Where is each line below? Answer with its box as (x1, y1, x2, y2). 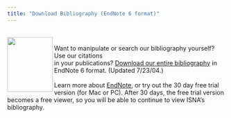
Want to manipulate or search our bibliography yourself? (54, 44, 215, 52)
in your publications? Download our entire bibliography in (54, 58, 217, 67)
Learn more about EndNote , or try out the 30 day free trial (54, 81, 220, 89)
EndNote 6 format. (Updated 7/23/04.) (54, 66, 164, 74)
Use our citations (54, 51, 103, 60)
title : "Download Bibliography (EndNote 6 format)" (7, 10, 160, 17)
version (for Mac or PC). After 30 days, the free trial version (54, 88, 224, 96)
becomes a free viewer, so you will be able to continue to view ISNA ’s (7, 95, 205, 104)
